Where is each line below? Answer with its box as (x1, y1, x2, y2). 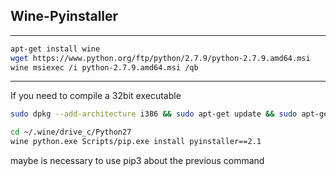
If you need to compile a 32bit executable (10, 90, 182, 102)
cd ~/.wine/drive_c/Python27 (10, 127, 132, 138)
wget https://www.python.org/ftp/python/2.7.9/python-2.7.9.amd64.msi (10, 53, 311, 63)
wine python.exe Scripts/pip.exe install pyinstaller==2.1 (10, 137, 262, 147)
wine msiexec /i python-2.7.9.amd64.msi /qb (10, 62, 199, 73)
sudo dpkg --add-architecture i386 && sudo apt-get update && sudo (10, 109, 298, 119)
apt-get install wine (10, 44, 101, 54)
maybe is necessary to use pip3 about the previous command (10, 155, 265, 167)
